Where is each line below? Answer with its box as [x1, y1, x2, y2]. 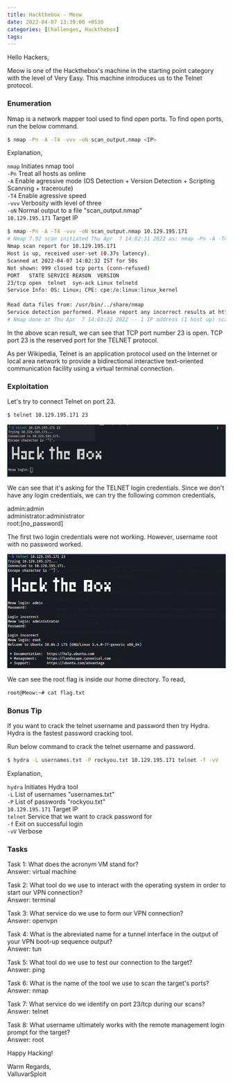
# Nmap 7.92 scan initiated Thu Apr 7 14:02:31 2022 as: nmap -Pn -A [7, 235, 216, 242]
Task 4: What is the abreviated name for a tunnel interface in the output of [7, 930, 218, 938]
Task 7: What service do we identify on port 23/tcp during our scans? [7, 1000, 206, 1009]
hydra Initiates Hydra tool [7, 782, 78, 791]
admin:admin [7, 504, 44, 513]
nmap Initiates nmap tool [7, 162, 74, 170]
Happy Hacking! [7, 1049, 53, 1057]
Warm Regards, [7, 1063, 52, 1071]
